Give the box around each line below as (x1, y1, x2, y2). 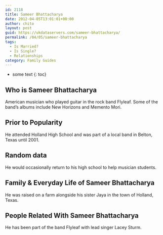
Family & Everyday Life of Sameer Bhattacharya (5, 179, 155, 187)
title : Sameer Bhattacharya (5, 12, 63, 17)
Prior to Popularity (5, 118, 63, 127)
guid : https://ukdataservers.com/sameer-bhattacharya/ (5, 30, 121, 35)
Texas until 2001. (5, 137, 40, 142)
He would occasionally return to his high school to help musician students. (5, 164, 157, 170)
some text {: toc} (12, 71, 47, 77)
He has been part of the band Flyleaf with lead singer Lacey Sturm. (5, 225, 142, 231)
